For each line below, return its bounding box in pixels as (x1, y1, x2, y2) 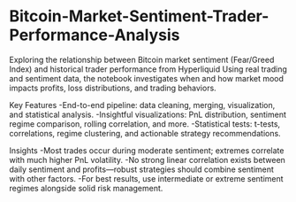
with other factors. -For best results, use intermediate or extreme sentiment (9, 173, 285, 183)
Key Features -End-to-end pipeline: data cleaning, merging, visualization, (9, 99, 276, 110)
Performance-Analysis (9, 25, 180, 45)
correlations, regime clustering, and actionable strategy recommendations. (9, 128, 281, 138)
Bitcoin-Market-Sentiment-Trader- (9, 6, 269, 27)
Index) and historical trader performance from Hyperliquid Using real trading (9, 64, 287, 74)
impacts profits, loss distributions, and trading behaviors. (9, 82, 216, 93)
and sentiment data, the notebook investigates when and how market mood (9, 73, 285, 83)
